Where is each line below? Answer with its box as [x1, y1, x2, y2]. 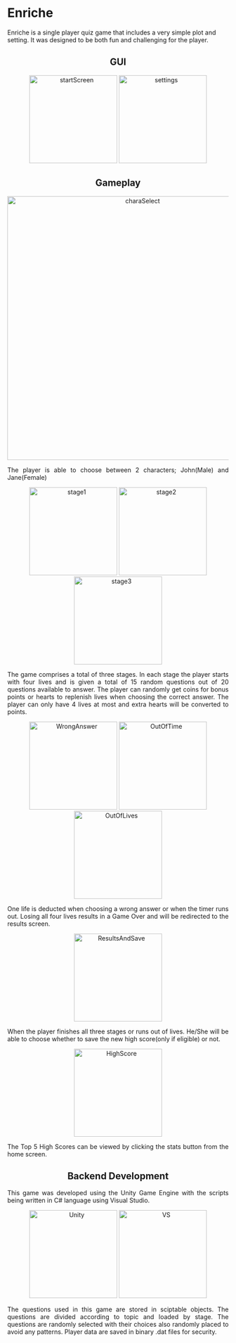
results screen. [7, 919, 51, 928]
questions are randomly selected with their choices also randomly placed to [7, 1320, 229, 1329]
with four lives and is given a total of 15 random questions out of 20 [7, 677, 229, 686]
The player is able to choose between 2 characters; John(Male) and [7, 466, 229, 474]
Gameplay [95, 177, 141, 189]
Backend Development [67, 1170, 169, 1182]
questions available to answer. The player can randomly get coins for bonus [7, 685, 229, 694]
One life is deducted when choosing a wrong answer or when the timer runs [7, 904, 229, 912]
